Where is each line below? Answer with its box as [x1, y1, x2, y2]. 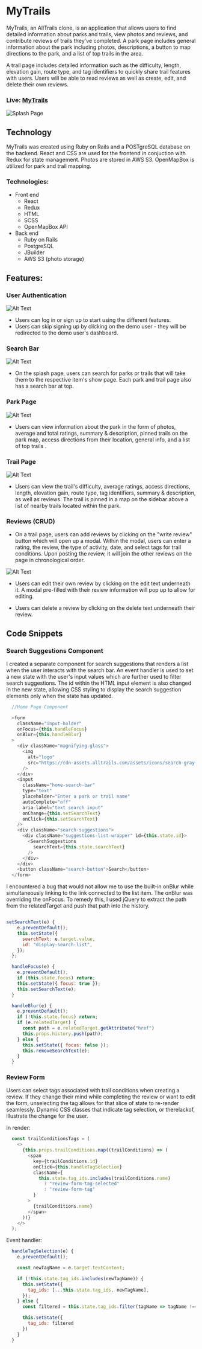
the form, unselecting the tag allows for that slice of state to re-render [6, 1100, 179, 1107]
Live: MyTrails [6, 95, 48, 104]
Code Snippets [6, 628, 63, 638]
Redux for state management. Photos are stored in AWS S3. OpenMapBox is [6, 156, 195, 164]
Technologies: [6, 177, 49, 185]
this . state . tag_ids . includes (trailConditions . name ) [38, 1175, 171, 1181]
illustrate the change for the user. [6, 1112, 88, 1120]
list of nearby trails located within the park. [14, 502, 121, 509]
